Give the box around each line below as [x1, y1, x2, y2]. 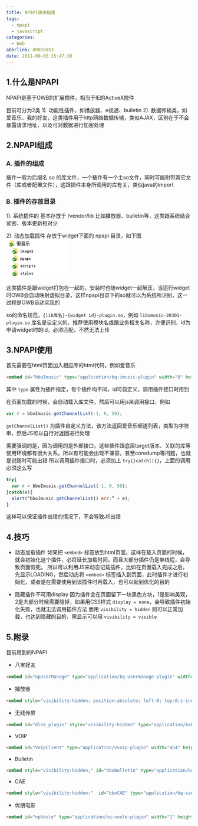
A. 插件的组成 [6, 159, 44, 168]
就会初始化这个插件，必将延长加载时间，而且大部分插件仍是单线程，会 [14, 556, 186, 563]
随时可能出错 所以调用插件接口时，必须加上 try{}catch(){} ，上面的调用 [16, 457, 191, 464]
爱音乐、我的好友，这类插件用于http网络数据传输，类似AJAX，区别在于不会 [6, 114, 190, 121]
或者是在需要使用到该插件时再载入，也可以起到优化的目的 [30, 579, 170, 586]
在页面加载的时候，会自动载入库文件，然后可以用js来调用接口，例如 [6, 399, 170, 406]
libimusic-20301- [139, 312, 183, 318]
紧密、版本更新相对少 [6, 219, 58, 227]
